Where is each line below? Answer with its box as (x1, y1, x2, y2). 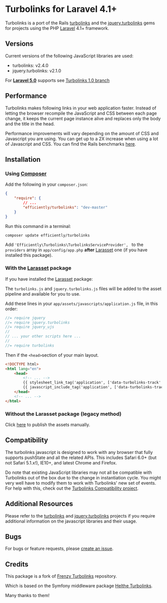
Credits (5, 560, 29, 568)
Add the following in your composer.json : (5, 181, 88, 187)
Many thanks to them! (5, 593, 50, 599)
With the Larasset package (5, 265, 72, 272)
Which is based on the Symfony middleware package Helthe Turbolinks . (5, 583, 153, 589)
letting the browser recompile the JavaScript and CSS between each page (5, 110, 157, 116)
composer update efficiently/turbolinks (5, 232, 90, 238)
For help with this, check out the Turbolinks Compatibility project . (5, 485, 139, 491)
